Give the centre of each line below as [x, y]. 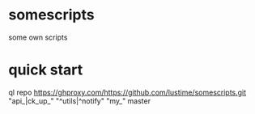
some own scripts [38, 37]
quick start [46, 70]
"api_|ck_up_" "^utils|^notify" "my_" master [80, 101]
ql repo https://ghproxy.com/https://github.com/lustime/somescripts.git [127, 92]
